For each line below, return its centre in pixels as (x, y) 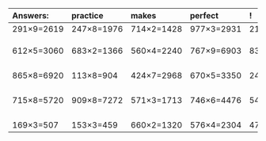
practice (87, 15)
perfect (204, 15)
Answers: (30, 15)
